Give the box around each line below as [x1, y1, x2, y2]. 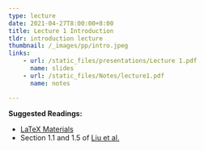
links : [8, 49, 31, 57]
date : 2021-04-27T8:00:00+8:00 [8, 19, 114, 27]
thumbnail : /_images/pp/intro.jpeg [8, 42, 129, 50]
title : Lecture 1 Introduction [8, 27, 114, 35]
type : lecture [8, 11, 57, 20]
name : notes [29, 79, 70, 87]
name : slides [29, 65, 74, 73]
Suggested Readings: [8, 108, 83, 118]
